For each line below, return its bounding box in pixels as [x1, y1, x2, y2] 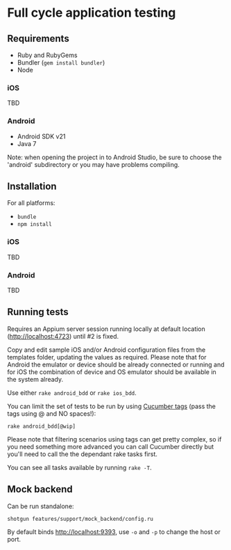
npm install [17, 221, 52, 228]
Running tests [7, 306, 69, 318]
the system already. [7, 375, 64, 383]
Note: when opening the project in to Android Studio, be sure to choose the [7, 153, 222, 161]
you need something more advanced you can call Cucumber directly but [7, 442, 214, 451]
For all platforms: [7, 199, 55, 207]
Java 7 [17, 139, 37, 147]
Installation [7, 180, 57, 192]
